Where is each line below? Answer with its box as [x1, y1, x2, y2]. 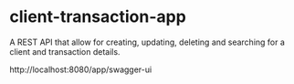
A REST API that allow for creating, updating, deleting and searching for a [9, 37, 286, 47]
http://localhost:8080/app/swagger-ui [9, 64, 152, 75]
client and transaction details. [9, 46, 121, 57]
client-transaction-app [9, 6, 187, 27]
